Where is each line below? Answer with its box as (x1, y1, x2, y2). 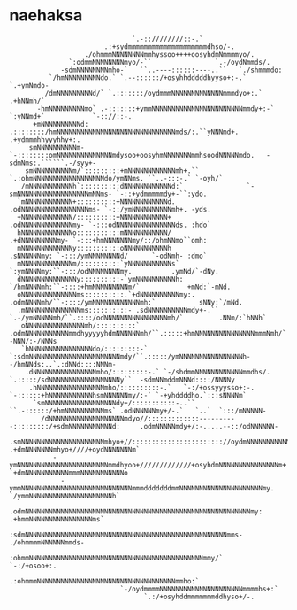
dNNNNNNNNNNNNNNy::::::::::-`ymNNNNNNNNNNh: (17, 274, 184, 283)
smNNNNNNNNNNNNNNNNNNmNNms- (9, 189, 113, 198)
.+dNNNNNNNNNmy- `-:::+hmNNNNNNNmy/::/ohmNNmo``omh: (9, 236, 208, 244)
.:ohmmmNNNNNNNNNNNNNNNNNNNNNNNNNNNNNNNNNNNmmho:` (9, 576, 200, 585)
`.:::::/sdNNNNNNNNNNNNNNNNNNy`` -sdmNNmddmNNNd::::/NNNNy (9, 375, 236, 384)
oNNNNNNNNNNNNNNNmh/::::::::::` (20, 320, 141, 330)
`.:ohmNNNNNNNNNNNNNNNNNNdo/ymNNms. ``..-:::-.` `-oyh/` (9, 174, 224, 182)
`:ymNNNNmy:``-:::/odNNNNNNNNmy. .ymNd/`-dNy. (9, 266, 219, 275)
